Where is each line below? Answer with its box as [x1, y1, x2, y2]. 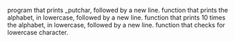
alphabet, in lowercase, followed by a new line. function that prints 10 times [7, 13, 226, 22]
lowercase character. [7, 28, 68, 36]
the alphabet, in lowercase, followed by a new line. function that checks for [7, 21, 226, 29]
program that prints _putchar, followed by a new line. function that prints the [7, 6, 228, 14]
